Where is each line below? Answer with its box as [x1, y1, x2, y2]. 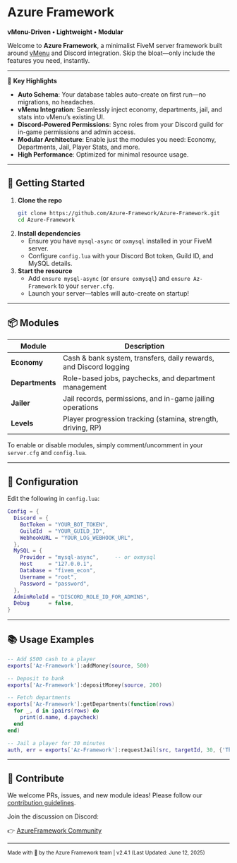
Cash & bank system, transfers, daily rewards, [63, 354, 215, 363]
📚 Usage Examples [7, 633, 95, 646]
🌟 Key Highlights [7, 76, 58, 85]
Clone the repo [17, 195, 62, 205]
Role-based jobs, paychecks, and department [63, 373, 215, 383]
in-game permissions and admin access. [17, 128, 136, 136]
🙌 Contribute [7, 772, 65, 784]
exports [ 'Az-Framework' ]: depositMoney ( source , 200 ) [7, 682, 162, 689]
